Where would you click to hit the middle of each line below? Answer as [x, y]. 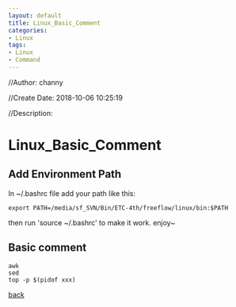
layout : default [35, 15]
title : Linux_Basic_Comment [55, 23]
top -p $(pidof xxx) [42, 280]
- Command [25, 60]
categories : [28, 30]
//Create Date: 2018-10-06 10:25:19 [65, 98]
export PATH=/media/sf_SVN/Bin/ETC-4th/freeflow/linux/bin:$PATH [118, 208]
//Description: [30, 113]
